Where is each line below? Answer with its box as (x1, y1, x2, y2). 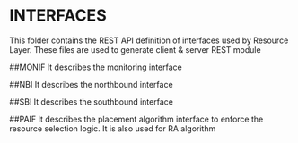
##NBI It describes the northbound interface (9, 79, 173, 89)
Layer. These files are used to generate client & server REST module (9, 44, 262, 55)
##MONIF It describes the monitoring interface (9, 62, 182, 72)
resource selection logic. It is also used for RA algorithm (9, 122, 216, 134)
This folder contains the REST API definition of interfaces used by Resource (9, 35, 289, 46)
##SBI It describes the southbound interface (9, 96, 173, 107)
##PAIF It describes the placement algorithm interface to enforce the (9, 114, 264, 124)
